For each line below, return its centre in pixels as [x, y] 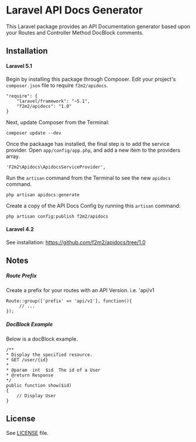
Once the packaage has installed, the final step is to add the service [88, 143]
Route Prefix [21, 275]
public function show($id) [39, 386]
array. [13, 156]
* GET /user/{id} [27, 360]
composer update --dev [34, 133]
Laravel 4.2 [20, 229]
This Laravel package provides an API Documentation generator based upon [98, 26]
